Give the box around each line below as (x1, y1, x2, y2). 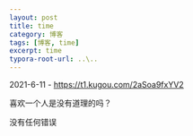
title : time (9, 21, 54, 30)
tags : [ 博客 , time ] (9, 38, 80, 47)
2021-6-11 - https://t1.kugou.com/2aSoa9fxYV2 (9, 80, 184, 89)
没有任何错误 (9, 117, 57, 127)
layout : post (9, 13, 58, 22)
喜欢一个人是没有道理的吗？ (9, 98, 112, 108)
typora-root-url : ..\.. (9, 55, 99, 64)
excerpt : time (9, 47, 63, 55)
